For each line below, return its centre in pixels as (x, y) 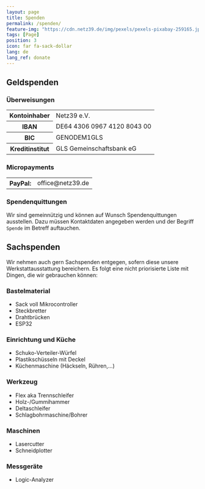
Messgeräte (24, 466)
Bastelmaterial (28, 290)
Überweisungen (31, 100)
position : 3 (21, 40)
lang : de (17, 52)
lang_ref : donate (28, 58)
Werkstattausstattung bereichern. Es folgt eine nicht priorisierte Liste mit (98, 268)
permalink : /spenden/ (34, 23)
